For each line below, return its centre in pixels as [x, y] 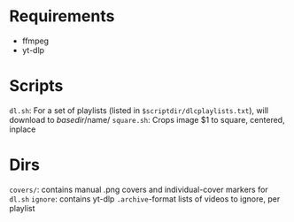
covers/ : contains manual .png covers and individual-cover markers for [139, 189]
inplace [23, 129]
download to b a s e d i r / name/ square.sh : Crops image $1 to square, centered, [147, 119]
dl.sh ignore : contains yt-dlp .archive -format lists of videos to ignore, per [145, 199]
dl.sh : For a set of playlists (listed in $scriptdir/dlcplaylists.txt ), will [139, 110]
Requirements [62, 16]
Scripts [36, 86]
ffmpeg [35, 41]
